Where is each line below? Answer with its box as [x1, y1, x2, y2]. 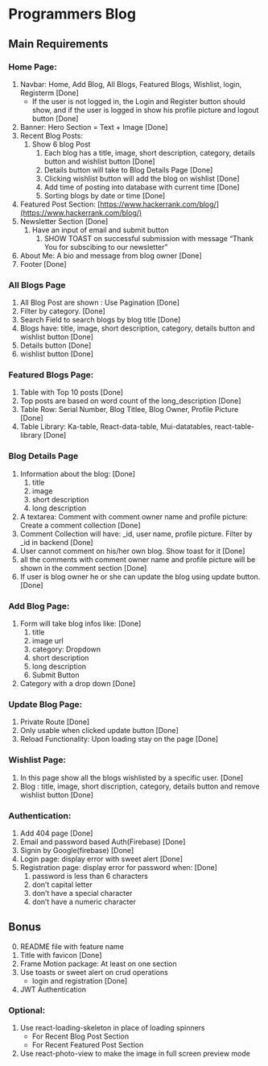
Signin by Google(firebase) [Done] [19, 845, 134, 855]
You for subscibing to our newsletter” [43, 242, 168, 252]
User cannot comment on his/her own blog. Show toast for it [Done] [19, 546, 245, 556]
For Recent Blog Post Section [31, 1031, 130, 1041]
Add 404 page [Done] [19, 828, 93, 838]
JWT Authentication [19, 985, 87, 994]
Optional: [8, 1005, 46, 1016]
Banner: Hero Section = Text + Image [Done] [19, 122, 168, 131]
